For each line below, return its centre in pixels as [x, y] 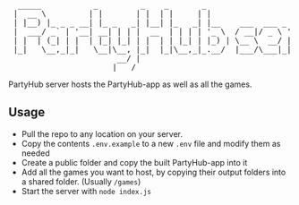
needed [35, 153]
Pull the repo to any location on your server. [102, 133]
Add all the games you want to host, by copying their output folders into [154, 172]
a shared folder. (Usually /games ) [81, 181]
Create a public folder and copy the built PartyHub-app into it [134, 162]
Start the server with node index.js [86, 191]
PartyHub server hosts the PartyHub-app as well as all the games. [130, 84]
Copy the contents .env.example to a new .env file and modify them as [151, 143]
